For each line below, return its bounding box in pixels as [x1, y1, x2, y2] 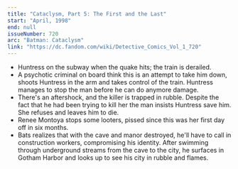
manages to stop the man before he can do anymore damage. [17, 86, 199, 94]
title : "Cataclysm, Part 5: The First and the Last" [7, 10, 167, 18]
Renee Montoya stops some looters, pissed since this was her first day [17, 116, 225, 124]
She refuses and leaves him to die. [17, 108, 119, 116]
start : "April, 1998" [7, 17, 72, 24]
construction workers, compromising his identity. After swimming [17, 138, 209, 146]
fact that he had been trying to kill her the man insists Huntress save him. [17, 101, 232, 109]
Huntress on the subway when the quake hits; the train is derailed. [17, 63, 212, 71]
